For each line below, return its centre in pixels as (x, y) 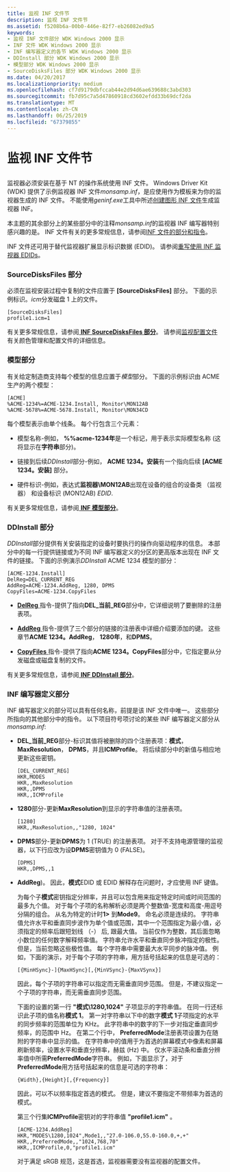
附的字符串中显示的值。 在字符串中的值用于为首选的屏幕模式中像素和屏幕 (120, 1042)
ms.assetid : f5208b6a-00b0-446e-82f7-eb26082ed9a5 (81, 26)
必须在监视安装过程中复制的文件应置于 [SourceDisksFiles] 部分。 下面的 (109, 291)
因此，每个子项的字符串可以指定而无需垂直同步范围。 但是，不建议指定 (117, 984)
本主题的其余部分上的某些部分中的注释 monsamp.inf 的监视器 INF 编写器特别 (113, 223)
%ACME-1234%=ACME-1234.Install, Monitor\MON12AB (78, 404)
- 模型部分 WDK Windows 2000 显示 (53, 65)
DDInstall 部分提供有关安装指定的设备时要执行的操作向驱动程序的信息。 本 (111, 543)
